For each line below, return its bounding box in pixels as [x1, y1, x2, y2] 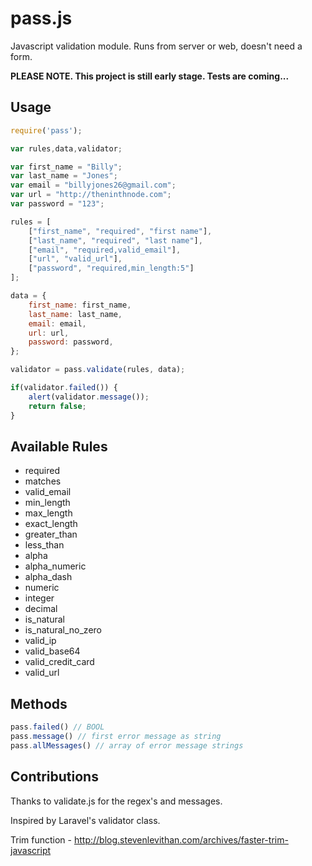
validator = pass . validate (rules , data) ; [10, 365, 186, 375]
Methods [10, 695, 68, 712]
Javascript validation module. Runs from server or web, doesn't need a [10, 40, 303, 52]
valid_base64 [24, 645, 81, 657]
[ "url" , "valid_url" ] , [28, 254, 123, 264]
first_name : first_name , [28, 300, 132, 310]
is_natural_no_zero [24, 624, 102, 636]
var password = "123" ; [10, 199, 105, 209]
